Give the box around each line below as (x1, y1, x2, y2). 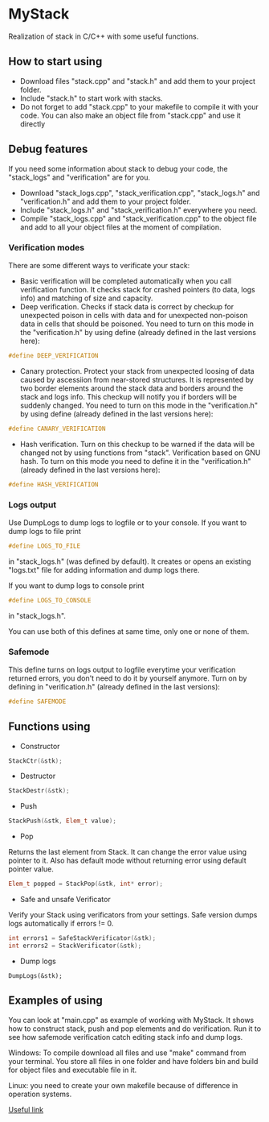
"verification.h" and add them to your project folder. (19, 197, 191, 206)
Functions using (8, 720, 91, 734)
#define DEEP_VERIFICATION (8, 351, 99, 359)
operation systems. (8, 1089, 72, 1099)
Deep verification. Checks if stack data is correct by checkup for (19, 301, 234, 311)
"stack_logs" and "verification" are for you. (8, 172, 151, 182)
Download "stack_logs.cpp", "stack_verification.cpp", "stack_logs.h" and (19, 188, 260, 197)
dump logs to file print (8, 526, 82, 536)
